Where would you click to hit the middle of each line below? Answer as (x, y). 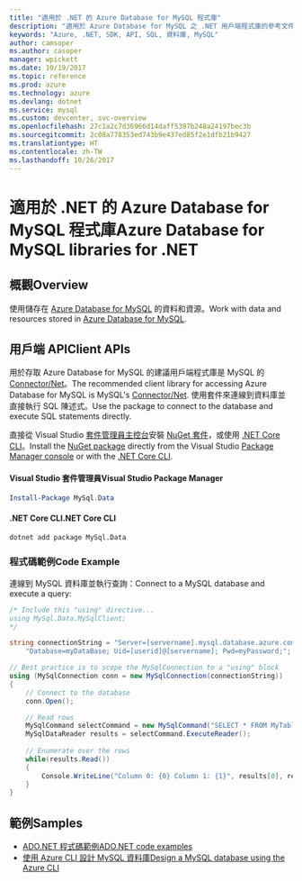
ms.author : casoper (46, 51)
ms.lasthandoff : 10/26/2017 (62, 160)
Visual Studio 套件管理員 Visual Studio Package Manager (116, 477)
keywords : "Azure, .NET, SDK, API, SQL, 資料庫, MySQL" (114, 34)
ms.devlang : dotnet (46, 101)
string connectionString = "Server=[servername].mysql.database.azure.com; (154, 643)
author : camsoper (42, 43)
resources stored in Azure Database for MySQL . (98, 318)
